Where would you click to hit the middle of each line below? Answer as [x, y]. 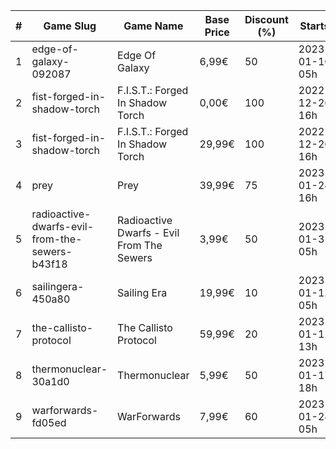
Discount [266, 19]
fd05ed [49, 422]
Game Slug [70, 26]
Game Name [153, 26]
